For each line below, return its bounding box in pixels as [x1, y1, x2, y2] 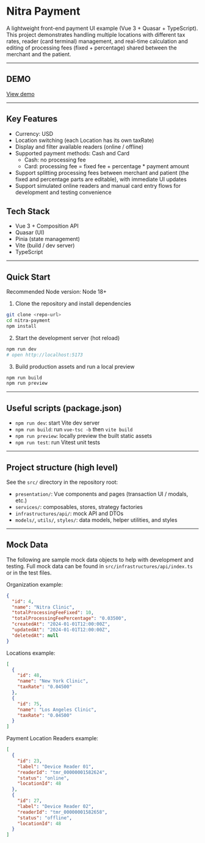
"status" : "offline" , [17, 815, 72, 821]
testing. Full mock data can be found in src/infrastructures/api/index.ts [6, 562, 193, 570]
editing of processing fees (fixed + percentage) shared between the [6, 44, 177, 51]
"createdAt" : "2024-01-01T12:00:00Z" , [12, 621, 111, 628]
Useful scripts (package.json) [6, 403, 122, 414]
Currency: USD [15, 130, 54, 137]
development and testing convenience [15, 188, 112, 196]
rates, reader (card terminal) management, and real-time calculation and [6, 37, 188, 45]
